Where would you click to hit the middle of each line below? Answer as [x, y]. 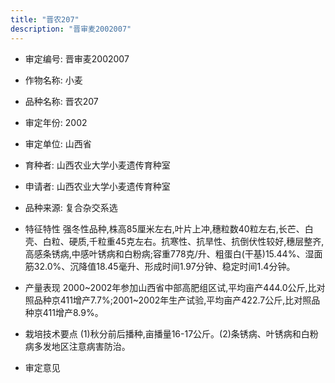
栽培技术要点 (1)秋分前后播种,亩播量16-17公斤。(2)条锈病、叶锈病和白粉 [171, 333]
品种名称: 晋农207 [61, 101]
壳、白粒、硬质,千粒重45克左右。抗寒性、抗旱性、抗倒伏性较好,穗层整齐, [174, 241]
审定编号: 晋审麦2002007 [77, 58]
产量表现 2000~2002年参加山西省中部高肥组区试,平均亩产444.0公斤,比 [170, 287]
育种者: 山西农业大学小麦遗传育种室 [97, 165]
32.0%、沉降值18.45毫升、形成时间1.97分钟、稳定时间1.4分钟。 [164, 266]
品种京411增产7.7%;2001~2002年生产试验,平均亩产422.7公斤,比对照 [172, 300]
